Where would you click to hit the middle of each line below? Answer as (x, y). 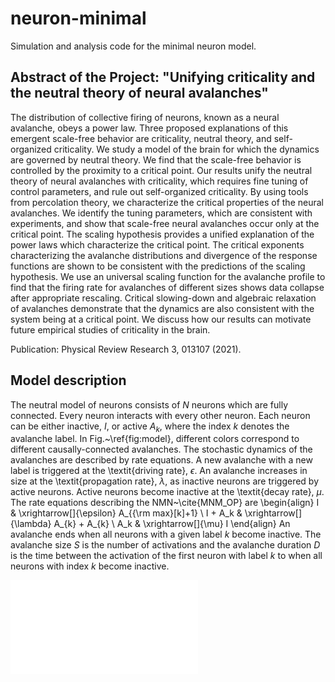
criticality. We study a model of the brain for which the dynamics (186, 149)
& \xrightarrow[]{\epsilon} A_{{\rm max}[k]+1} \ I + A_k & (126, 513)
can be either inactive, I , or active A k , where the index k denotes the (150, 427)
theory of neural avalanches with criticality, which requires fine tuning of (159, 181)
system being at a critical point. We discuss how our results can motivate (161, 319)
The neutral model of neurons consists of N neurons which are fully (149, 404)
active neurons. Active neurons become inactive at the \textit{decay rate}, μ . (167, 492)
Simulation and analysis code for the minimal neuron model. (133, 46)
